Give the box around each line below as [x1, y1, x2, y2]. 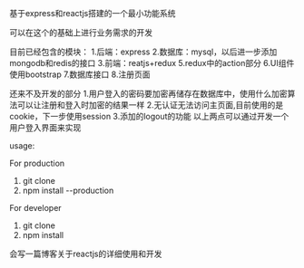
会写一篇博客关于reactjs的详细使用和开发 [9, 248, 162, 259]
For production [9, 158, 65, 168]
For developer [9, 203, 62, 213]
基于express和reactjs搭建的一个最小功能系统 [9, 8, 176, 18]
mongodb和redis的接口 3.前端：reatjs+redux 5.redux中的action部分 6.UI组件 [9, 58, 295, 68]
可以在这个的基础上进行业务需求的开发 [9, 27, 152, 38]
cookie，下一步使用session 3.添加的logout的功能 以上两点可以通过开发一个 [9, 111, 289, 121]
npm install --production [22, 185, 114, 196]
